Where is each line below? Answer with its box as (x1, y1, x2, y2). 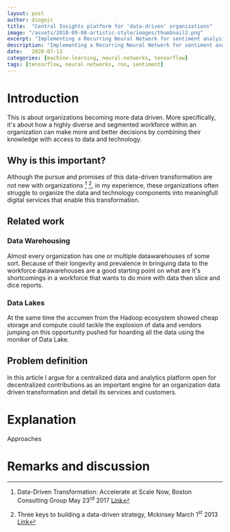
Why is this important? (7, 155, 106, 166)
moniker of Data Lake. (7, 335, 70, 344)
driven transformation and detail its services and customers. (7, 388, 177, 396)
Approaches (7, 434, 42, 442)
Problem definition (7, 355, 88, 367)
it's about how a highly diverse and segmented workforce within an (7, 121, 197, 129)
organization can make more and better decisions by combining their (7, 127, 201, 136)
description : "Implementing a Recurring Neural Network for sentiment (7, 42, 213, 49)
